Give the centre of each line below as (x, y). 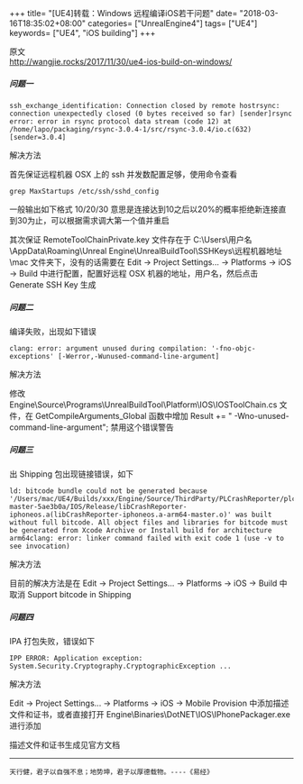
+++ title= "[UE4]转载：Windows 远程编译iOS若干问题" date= (124, 13)
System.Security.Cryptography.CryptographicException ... (120, 666)
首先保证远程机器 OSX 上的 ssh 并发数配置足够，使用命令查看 (123, 174)
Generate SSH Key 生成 (53, 284)
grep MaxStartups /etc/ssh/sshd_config (84, 191)
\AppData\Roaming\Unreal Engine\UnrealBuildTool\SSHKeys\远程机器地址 (146, 251)
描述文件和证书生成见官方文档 (64, 744)
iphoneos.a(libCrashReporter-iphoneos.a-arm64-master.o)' (120, 515)
